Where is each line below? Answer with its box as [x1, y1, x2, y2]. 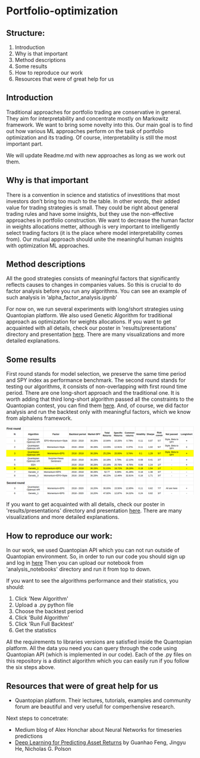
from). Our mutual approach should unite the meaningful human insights [6, 236, 183, 243]
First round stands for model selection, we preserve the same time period [6, 370, 186, 378]
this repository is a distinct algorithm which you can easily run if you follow [6, 657, 189, 664]
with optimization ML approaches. [6, 242, 90, 249]
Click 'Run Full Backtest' [14, 620, 74, 627]
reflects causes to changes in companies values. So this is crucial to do [6, 281, 182, 289]
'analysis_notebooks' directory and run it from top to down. [6, 565, 152, 573]
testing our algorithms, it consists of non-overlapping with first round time [6, 383, 187, 390]
